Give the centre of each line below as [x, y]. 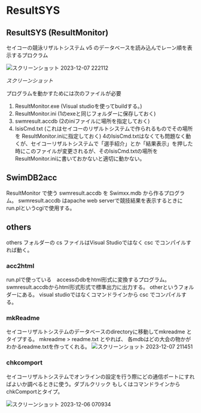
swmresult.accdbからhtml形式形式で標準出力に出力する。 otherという [92, 287]
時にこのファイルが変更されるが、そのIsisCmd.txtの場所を [86, 151]
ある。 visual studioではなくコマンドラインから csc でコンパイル [101, 294]
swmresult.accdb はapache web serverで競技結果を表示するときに [100, 200]
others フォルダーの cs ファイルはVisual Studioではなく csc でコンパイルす [99, 242]
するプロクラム [30, 55]
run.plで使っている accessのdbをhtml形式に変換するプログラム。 [88, 279]
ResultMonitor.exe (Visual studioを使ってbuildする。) [78, 106]
